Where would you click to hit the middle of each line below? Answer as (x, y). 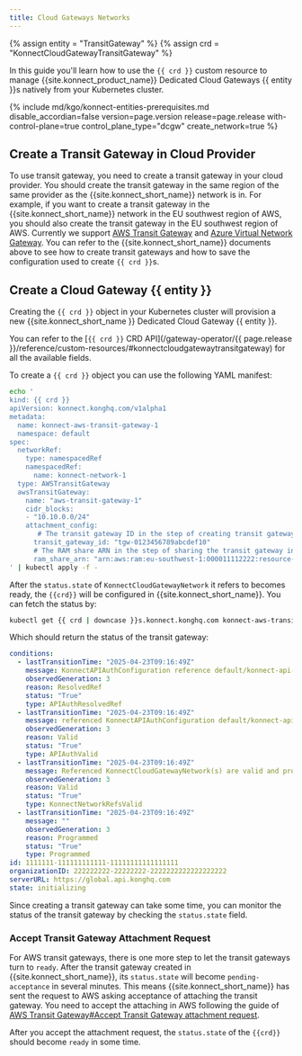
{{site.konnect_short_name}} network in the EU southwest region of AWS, (146, 214)
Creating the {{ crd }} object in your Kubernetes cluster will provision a (143, 312)
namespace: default (54, 434)
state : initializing (48, 888)
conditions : (31, 654)
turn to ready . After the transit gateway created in (100, 967)
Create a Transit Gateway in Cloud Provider (133, 154)
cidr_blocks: (50, 509)
